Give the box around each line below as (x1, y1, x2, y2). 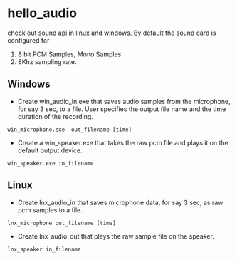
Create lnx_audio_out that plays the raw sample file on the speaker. (17, 232, 215, 240)
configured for (7, 36, 50, 44)
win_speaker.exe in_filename (7, 160, 94, 167)
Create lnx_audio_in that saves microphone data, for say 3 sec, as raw (17, 198, 223, 207)
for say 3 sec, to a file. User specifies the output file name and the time (17, 105, 226, 113)
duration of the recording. (17, 112, 94, 120)
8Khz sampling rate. (17, 57, 77, 66)
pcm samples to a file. (17, 205, 83, 214)
